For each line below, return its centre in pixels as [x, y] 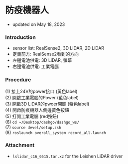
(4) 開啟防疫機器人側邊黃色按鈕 [37, 110]
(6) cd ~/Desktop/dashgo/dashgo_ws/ [42, 122]
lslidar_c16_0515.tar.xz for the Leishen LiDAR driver [67, 156]
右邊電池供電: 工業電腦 [35, 67]
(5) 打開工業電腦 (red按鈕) [32, 116]
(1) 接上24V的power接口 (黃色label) [41, 91]
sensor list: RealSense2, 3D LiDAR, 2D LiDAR [58, 48]
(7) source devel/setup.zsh [33, 127]
